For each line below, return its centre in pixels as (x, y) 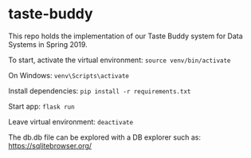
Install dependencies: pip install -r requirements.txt (100, 91)
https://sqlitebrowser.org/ (50, 145)
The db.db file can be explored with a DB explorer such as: (105, 137)
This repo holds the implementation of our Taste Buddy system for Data (125, 36)
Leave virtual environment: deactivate (71, 121)
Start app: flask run (41, 106)
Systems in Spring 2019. (48, 44)
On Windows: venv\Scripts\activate (69, 75)
